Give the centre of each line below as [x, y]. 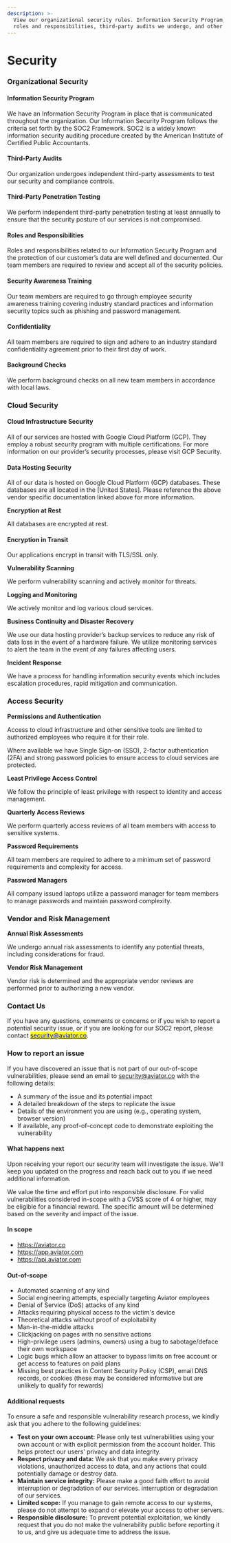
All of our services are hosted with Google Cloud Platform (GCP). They [107, 437]
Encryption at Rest [34, 510]
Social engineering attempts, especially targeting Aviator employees [113, 1298]
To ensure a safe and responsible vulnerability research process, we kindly [113, 1416]
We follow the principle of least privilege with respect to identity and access [114, 791]
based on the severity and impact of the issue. [73, 1213]
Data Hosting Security [40, 467]
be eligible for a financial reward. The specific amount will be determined [110, 1206]
